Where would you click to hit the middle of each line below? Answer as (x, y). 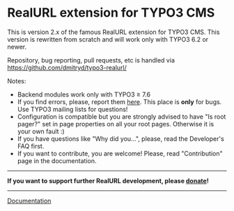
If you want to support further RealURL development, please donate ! (108, 180)
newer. (17, 47)
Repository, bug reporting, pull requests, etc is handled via (91, 60)
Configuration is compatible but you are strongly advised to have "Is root (122, 117)
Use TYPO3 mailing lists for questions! (72, 109)
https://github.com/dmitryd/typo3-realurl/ (67, 67)
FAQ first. (31, 146)
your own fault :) (41, 131)
